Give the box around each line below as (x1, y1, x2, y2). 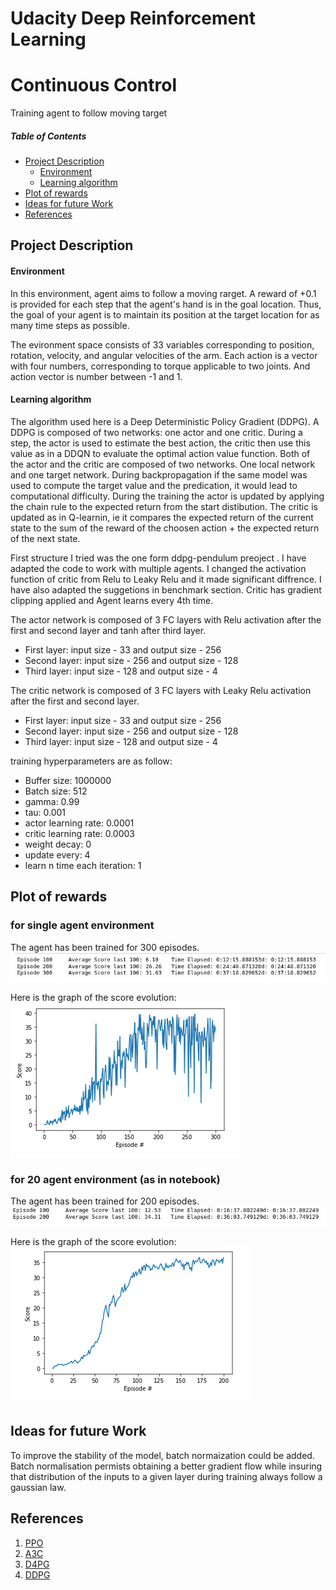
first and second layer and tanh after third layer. (10, 624, 207, 636)
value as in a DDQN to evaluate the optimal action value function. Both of (10, 447, 311, 459)
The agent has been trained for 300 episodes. (10, 941, 200, 953)
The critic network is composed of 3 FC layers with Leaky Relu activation (10, 684, 312, 696)
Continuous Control (10, 74, 177, 97)
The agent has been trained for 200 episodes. (10, 1195, 200, 1207)
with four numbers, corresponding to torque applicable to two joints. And (10, 360, 311, 372)
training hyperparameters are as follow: (10, 755, 173, 767)
